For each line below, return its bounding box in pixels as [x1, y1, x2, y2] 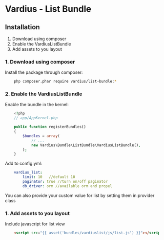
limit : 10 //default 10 [22, 175, 76, 179]
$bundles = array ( [22, 133, 60, 138]
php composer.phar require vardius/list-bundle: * [14, 79, 117, 84]
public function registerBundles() [14, 125, 86, 130]
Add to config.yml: [5, 160, 42, 167]
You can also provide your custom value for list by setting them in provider [5, 192, 155, 198]
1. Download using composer [5, 58, 75, 65]
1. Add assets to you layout [5, 210, 70, 217]
